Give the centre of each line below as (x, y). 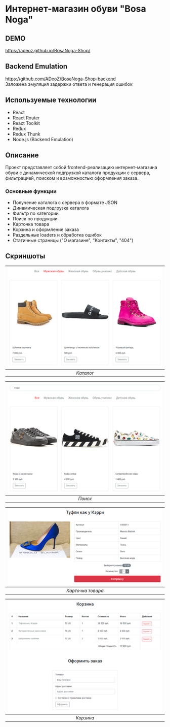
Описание (22, 155)
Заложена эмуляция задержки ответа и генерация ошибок (69, 84)
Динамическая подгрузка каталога (51, 208)
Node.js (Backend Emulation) (43, 139)
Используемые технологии (51, 100)
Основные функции (31, 191)
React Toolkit (26, 123)
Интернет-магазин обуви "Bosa (76, 9)
